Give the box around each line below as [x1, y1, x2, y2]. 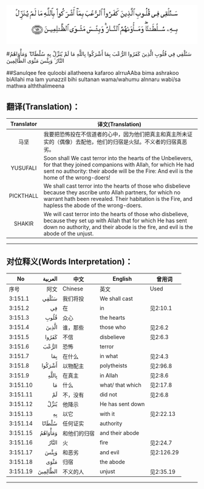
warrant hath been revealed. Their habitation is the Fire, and [43, 195, 193, 203]
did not [100, 391, 117, 398]
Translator [10, 121, 38, 128]
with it [100, 410, 115, 417]
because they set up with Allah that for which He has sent [43, 217, 187, 224]
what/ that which [100, 381, 141, 389]
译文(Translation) [97, 121, 141, 128]
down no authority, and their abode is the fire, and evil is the [43, 223, 193, 230]
